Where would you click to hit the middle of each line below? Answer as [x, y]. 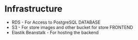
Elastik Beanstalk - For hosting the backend [55, 32]
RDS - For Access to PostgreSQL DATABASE [56, 22]
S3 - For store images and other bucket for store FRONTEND [72, 27]
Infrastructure [34, 9]
